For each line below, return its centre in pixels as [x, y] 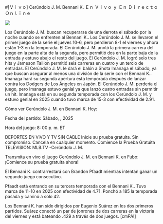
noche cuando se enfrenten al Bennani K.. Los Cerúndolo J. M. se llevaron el [82, 37]
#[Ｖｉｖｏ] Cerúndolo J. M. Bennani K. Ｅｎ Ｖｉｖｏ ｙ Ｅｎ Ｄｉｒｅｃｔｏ [81, 7]
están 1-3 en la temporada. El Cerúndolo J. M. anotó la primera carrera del [79, 47]
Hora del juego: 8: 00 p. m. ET [35, 128]
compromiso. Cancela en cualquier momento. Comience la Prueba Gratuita [80, 142]
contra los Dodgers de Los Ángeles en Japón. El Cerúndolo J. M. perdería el [81, 84]
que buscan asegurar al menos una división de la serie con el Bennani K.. [78, 74]
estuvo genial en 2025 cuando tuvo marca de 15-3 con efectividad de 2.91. [80, 99]
